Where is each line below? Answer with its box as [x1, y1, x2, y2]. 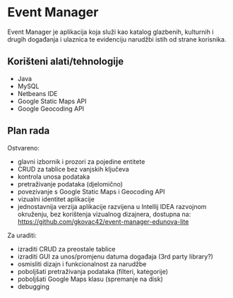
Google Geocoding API [17, 104, 85, 113]
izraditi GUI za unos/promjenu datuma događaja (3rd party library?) [17, 252, 214, 261]
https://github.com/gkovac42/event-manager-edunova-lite [17, 217, 189, 226]
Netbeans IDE [17, 89, 58, 97]
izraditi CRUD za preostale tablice [17, 244, 116, 253]
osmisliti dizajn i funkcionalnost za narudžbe [17, 259, 147, 268]
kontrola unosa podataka [17, 172, 90, 181]
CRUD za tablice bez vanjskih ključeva [17, 165, 129, 173]
